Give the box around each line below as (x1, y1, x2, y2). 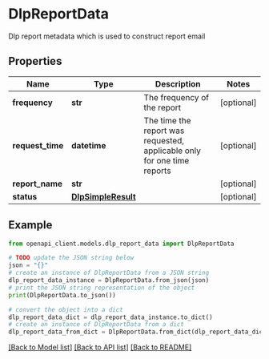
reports (143, 165, 171, 176)
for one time (143, 155, 190, 166)
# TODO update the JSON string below (8, 254, 134, 262)
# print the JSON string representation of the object (8, 284, 195, 292)
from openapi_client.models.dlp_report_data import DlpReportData (8, 240, 235, 248)
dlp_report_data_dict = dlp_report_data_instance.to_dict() (8, 313, 214, 321)
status (12, 191, 38, 202)
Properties (8, 54, 62, 68)
